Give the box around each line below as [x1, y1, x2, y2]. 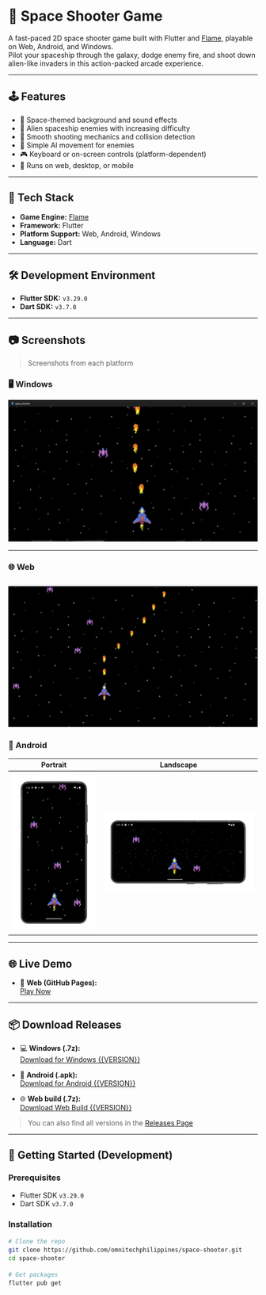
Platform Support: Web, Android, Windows [19, 229, 161, 239]
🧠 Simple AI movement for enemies [19, 140, 135, 150]
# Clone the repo [8, 1237, 66, 1245]
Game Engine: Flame [19, 212, 89, 221]
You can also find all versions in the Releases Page [27, 1117, 194, 1128]
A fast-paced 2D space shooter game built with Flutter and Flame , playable [8, 33, 253, 43]
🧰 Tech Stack [8, 191, 74, 204]
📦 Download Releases [8, 1018, 122, 1031]
